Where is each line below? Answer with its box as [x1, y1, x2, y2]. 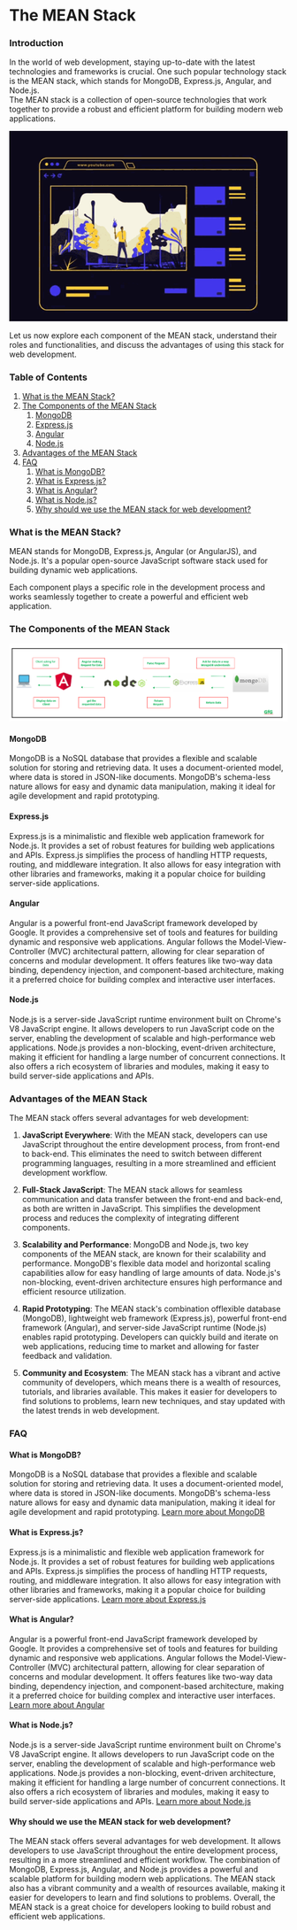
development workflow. [21, 1168, 108, 1178]
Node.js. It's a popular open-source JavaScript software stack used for [9, 555, 268, 567]
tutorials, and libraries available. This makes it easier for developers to [21, 1386, 278, 1397]
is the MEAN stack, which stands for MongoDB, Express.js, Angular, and [9, 76, 272, 87]
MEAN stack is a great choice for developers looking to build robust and [9, 1902, 271, 1912]
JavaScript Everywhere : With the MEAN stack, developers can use [21, 1130, 268, 1140]
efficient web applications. [9, 1911, 106, 1922]
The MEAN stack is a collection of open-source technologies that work [9, 95, 267, 105]
